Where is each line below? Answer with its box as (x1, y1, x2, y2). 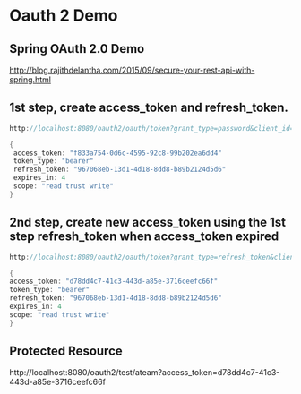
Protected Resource (9, 344, 123, 359)
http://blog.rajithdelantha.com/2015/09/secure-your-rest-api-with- (9, 64, 255, 75)
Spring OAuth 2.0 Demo (9, 41, 145, 56)
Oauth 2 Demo (9, 5, 118, 26)
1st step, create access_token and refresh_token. (9, 100, 289, 116)
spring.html (9, 74, 52, 85)
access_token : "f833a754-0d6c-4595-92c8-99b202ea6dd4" (13, 149, 222, 158)
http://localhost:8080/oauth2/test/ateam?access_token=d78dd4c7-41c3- (9, 367, 280, 378)
